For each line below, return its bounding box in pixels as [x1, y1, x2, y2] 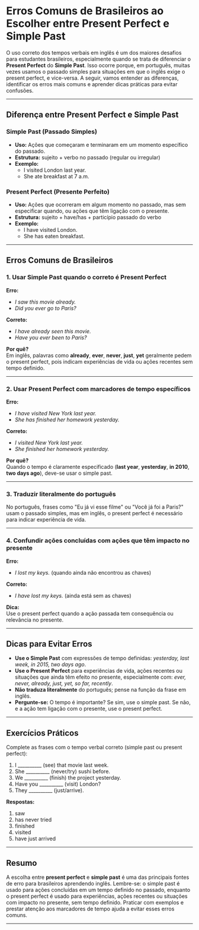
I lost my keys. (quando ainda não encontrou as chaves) [14, 569, 152, 576]
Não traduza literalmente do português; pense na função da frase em [14, 686, 187, 693]
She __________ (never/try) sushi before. [14, 768, 111, 775]
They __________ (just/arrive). [14, 787, 84, 794]
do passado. [14, 147, 46, 155]
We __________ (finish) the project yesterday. [14, 774, 121, 781]
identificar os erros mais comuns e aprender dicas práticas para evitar [6, 80, 178, 87]
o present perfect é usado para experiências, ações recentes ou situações [6, 893, 188, 900]
